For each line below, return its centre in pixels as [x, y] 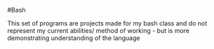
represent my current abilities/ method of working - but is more [99, 31]
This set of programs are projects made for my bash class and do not [107, 23]
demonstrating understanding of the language [74, 38]
